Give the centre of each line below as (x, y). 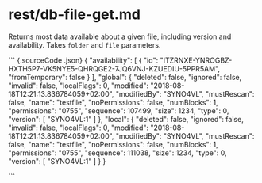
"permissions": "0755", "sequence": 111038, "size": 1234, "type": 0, (118, 153)
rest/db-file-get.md (75, 15)
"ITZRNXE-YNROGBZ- (196, 60)
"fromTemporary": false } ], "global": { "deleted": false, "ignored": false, (125, 77)
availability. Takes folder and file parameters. (85, 44)
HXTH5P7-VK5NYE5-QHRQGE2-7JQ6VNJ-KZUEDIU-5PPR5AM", (114, 68)
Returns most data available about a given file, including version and (120, 36)
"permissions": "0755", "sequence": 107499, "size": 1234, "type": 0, (119, 111)
